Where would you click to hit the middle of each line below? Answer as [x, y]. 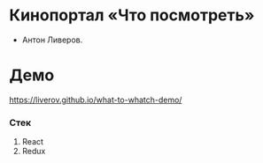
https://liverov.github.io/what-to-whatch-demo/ [96, 100]
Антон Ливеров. [52, 40]
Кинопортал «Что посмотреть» [132, 15]
